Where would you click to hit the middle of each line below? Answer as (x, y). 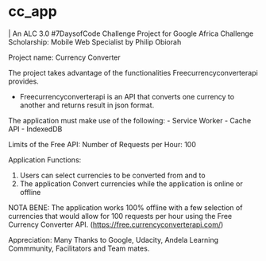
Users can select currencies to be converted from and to (112, 175)
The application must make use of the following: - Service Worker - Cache (130, 120)
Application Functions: (45, 160)
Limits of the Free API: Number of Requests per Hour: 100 (102, 144)
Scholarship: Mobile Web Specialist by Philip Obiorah (95, 41)
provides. (24, 81)
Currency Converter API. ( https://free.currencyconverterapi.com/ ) (116, 224)
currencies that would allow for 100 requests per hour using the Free (120, 216)
